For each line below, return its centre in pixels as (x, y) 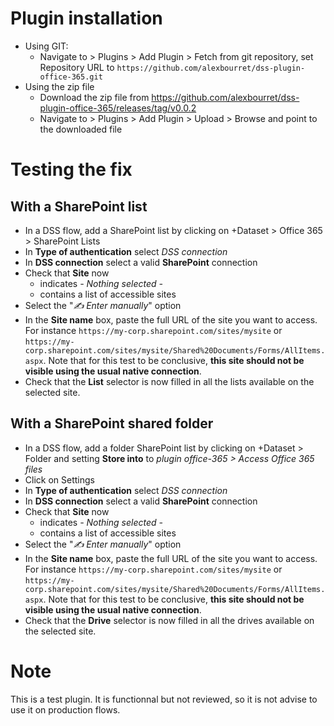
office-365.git (71, 77)
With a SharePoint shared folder (112, 423)
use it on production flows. (65, 709)
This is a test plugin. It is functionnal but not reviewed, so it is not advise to (164, 699)
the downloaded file (81, 129)
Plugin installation (86, 18)
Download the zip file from (94, 97)
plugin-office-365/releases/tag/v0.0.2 (118, 108)
